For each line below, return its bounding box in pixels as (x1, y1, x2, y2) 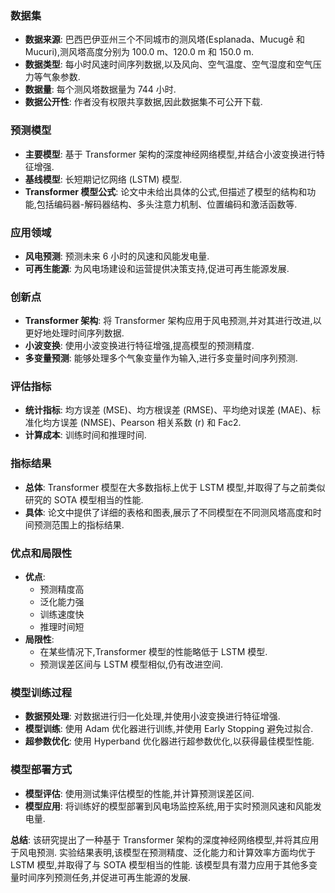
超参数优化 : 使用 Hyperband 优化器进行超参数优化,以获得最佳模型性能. (24, 735, 315, 747)
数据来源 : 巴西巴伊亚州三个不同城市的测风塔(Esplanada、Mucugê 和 (24, 33, 305, 46)
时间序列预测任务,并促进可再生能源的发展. (18, 871, 192, 883)
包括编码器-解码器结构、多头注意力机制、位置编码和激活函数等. (36, 198, 298, 210)
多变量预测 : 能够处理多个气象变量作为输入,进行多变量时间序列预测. (24, 352, 298, 364)
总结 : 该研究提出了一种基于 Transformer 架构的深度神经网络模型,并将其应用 (10, 833, 320, 846)
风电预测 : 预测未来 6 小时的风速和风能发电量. (24, 250, 210, 262)
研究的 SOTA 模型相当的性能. (24, 493, 144, 506)
